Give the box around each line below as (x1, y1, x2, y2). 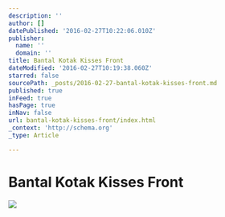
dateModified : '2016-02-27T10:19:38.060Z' (8, 64, 153, 72)
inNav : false (8, 109, 52, 117)
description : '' (8, 11, 63, 20)
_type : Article (8, 131, 59, 139)
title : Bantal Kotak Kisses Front (8, 57, 125, 65)
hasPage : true (8, 101, 56, 109)
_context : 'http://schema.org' (8, 124, 113, 132)
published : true (8, 86, 63, 95)
